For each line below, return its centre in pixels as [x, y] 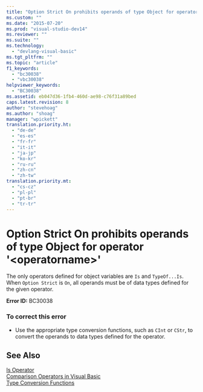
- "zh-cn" [24, 170]
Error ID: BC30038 [30, 301]
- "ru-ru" [24, 164]
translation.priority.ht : [39, 125]
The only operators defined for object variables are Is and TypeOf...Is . [95, 276]
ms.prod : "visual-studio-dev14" [47, 29]
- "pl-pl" [24, 192]
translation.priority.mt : [39, 181]
